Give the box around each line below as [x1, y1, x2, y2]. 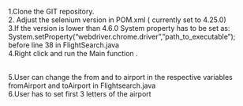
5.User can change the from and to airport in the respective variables [8, 73, 233, 81]
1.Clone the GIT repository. [8, 7, 95, 16]
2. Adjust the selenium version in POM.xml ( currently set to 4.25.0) [8, 15, 226, 25]
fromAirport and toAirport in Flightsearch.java [8, 81, 156, 90]
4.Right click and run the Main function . [8, 49, 138, 58]
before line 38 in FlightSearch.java [8, 40, 120, 50]
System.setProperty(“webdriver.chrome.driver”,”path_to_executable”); [8, 32, 236, 41]
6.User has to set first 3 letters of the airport [8, 89, 151, 98]
